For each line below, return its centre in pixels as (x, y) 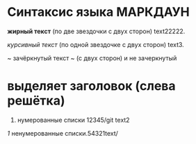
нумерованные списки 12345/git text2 (73, 120)
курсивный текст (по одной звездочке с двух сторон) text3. (96, 44)
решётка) (36, 101)
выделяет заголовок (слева (91, 86)
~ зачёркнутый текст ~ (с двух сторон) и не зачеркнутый (92, 58)
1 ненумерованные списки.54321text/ (63, 133)
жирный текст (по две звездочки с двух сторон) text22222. (96, 31)
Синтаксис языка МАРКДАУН (98, 12)
